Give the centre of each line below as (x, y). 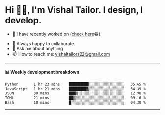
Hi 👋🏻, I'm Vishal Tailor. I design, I (74, 10)
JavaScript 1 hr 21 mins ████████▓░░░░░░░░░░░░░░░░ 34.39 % (76, 89)
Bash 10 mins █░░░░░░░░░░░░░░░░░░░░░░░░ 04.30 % (76, 102)
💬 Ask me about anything (38, 48)
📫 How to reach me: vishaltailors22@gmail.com (61, 54)
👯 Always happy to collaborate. (43, 43)
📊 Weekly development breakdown (42, 72)
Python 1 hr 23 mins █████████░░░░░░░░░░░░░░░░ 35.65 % (76, 84)
